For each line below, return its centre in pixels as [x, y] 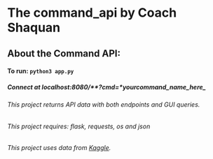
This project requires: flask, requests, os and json [79, 126]
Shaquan [34, 28]
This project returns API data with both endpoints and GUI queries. [104, 105]
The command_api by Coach [92, 13]
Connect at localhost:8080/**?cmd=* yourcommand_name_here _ [107, 87]
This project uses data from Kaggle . [59, 148]
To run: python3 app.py [41, 71]
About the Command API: [64, 53]
